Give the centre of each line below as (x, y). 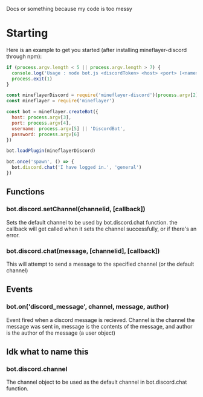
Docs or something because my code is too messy (69, 9)
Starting (27, 33)
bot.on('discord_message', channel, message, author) (88, 307)
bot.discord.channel (37, 369)
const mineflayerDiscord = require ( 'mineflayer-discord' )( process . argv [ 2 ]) (104, 95)
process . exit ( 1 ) (32, 79)
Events (20, 290)
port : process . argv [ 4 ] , (41, 123)
